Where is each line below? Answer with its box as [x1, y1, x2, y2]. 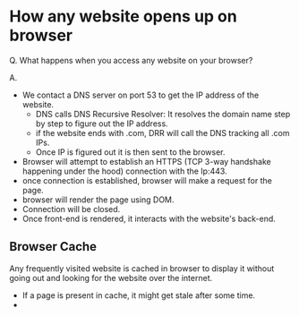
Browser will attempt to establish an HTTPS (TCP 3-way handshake [21, 156, 271, 167]
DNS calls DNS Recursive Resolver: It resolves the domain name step [35, 108, 291, 119]
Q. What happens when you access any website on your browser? [9, 55, 253, 65]
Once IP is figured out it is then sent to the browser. [35, 146, 226, 158]
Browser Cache [9, 239, 97, 254]
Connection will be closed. [21, 203, 121, 214]
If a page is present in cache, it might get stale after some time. [21, 289, 256, 301]
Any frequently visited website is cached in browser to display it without [9, 262, 275, 274]
